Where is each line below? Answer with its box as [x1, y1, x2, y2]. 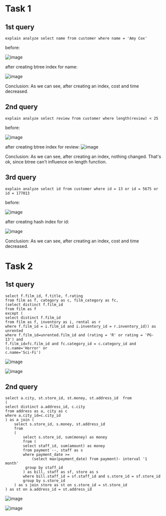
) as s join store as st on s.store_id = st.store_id [14, 483, 127, 488]
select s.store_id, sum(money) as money [23, 435, 108, 440]
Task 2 [5, 260, 33, 272]
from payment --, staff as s [23, 448, 83, 453]
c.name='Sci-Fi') [5, 350, 41, 355]
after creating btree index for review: [5, 144, 80, 149]
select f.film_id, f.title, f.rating [5, 294, 83, 298]
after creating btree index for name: [5, 64, 78, 70]
